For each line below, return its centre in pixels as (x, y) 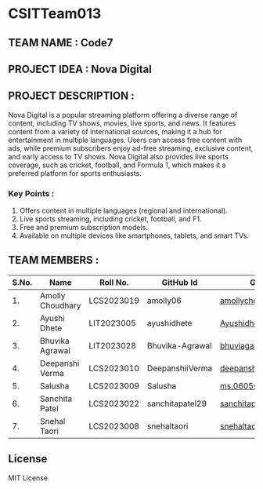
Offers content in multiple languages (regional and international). (124, 211)
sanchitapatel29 (177, 403)
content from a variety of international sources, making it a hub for (115, 131)
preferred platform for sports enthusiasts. (75, 173)
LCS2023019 (114, 301)
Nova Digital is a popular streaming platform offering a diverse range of (123, 115)
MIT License (28, 478)
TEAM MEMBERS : (54, 260)
